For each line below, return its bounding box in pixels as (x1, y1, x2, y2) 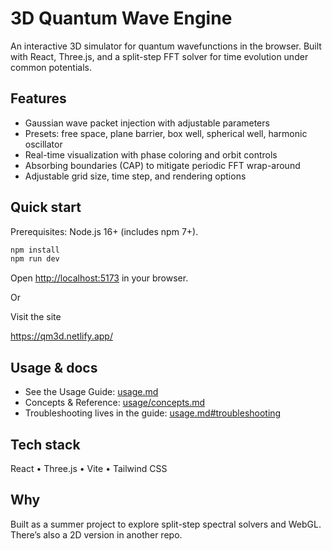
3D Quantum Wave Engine (10, 7, 233, 30)
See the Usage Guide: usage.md (24, 386, 159, 398)
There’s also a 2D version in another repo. (10, 528, 183, 541)
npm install (10, 245, 60, 255)
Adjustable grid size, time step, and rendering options (24, 170, 247, 182)
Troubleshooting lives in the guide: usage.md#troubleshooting (24, 407, 282, 419)
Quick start (10, 199, 82, 216)
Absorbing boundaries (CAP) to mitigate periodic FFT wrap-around (24, 159, 301, 171)
